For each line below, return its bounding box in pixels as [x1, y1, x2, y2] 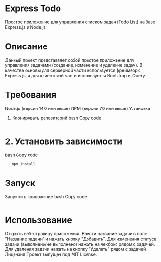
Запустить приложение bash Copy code [5, 193, 87, 199]
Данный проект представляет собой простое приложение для [5, 57, 134, 63]
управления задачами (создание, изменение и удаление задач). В [5, 62, 143, 68]
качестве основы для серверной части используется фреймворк [5, 67, 140, 73]
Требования [5, 90, 57, 101]
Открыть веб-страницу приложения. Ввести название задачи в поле [5, 231, 147, 236]
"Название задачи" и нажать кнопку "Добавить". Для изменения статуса [5, 236, 157, 242]
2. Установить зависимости [5, 136, 123, 147]
